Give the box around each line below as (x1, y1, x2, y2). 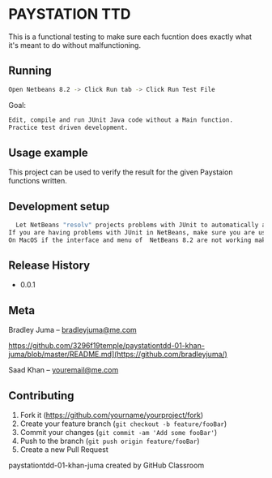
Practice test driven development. (8, 123, 129, 131)
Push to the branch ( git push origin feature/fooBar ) (19, 436, 200, 446)
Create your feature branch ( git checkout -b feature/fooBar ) (19, 419, 227, 428)
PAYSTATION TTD (8, 5, 131, 24)
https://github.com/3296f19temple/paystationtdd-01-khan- (8, 341, 205, 351)
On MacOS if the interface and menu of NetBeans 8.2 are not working (8, 236, 252, 244)
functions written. (8, 176, 67, 186)
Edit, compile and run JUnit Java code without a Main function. (8, 115, 233, 124)
